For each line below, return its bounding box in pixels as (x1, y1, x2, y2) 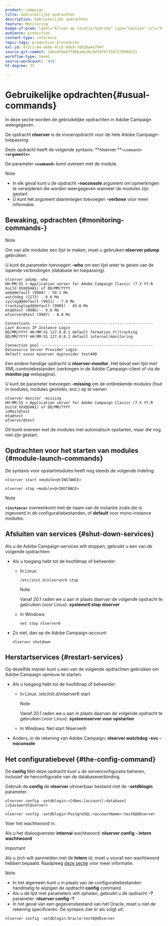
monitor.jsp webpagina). (5, 371, 56, 377)
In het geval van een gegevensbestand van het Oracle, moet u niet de (12, 901, 156, 907)
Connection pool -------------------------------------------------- (5, 343, 153, 348)
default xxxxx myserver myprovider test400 (5, 352, 97, 357)
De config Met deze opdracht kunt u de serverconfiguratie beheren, (5, 768, 146, 775)
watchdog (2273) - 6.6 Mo (5, 294, 59, 299)
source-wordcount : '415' (5, 59, 57, 64)
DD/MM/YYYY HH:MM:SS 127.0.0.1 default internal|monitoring (5, 334, 133, 339)
